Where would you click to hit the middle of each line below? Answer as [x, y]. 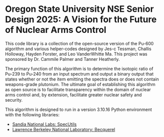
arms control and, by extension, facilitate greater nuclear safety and [73, 95]
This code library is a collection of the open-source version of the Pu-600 [80, 43]
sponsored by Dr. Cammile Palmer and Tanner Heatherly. [62, 59]
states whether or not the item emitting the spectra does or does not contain [82, 79]
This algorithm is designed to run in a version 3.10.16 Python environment [79, 110]
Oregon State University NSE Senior [80, 9]
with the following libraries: [32, 114]
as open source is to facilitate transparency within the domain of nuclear [78, 89]
